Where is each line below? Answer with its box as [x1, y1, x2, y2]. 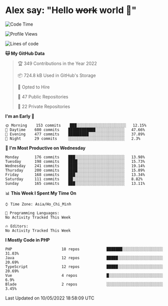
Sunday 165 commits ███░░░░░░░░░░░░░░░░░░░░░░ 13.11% [5, 181, 145, 186]
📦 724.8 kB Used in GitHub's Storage [17, 72, 96, 78]
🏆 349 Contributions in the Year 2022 [17, 60, 97, 66]
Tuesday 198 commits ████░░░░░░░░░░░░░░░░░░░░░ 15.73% [5, 159, 145, 164]
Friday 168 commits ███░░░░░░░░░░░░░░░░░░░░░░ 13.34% [5, 172, 145, 177]
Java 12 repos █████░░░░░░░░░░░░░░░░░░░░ [5, 255, 163, 260]
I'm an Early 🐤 [5, 113, 35, 119]
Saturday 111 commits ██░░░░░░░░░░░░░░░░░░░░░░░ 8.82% [5, 176, 143, 181]
